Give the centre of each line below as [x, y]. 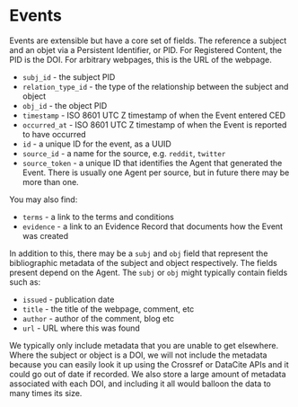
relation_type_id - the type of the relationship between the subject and [155, 86]
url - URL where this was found [81, 328]
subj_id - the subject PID [69, 76]
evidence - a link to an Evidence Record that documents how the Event [153, 226]
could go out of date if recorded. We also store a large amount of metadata [148, 374]
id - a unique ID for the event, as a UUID [97, 144]
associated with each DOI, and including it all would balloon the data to [140, 384]
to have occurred [54, 134]
